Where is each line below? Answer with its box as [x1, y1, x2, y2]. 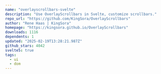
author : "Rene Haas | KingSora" [5, 20, 71, 26]
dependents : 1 [5, 35, 34, 39]
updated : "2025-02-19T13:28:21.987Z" [5, 39, 82, 44]
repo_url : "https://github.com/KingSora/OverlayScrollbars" [5, 16, 131, 21]
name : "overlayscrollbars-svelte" [5, 7, 76, 12]
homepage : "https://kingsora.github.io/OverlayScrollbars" [5, 25, 129, 30]
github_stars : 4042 [5, 43, 45, 48]
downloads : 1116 [5, 30, 38, 35]
